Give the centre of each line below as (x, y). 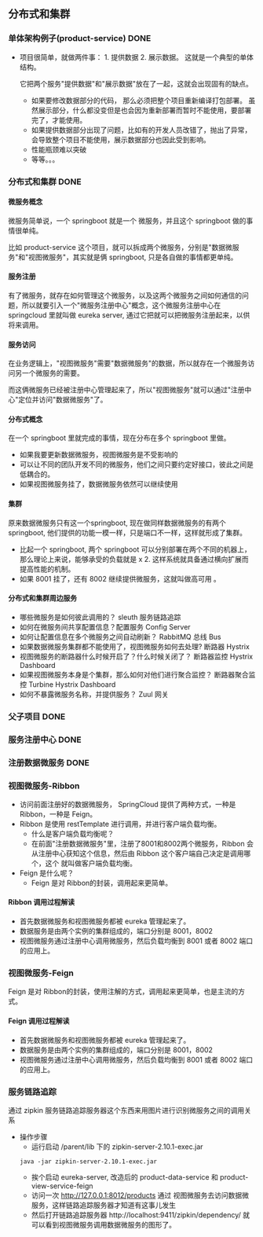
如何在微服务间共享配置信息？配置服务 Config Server (105, 626)
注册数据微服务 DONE (49, 762)
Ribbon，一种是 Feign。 (58, 814)
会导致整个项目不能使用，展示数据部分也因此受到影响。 (121, 139)
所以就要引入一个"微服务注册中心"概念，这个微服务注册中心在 (121, 306)
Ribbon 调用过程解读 (42, 902)
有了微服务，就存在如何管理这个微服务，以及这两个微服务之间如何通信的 (125, 295)
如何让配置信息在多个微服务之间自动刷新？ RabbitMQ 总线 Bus (120, 637)
